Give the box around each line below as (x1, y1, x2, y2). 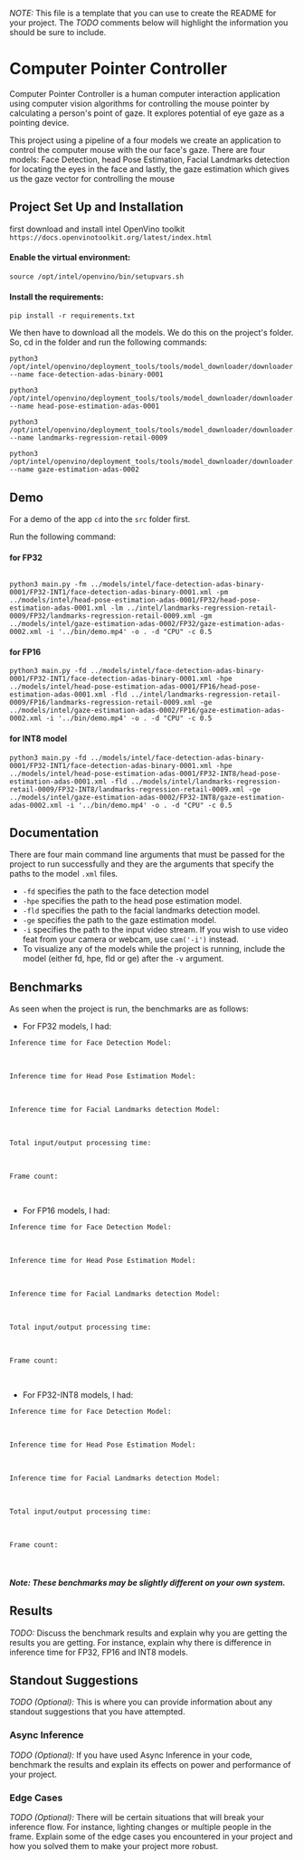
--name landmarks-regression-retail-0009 (9, 433, 168, 442)
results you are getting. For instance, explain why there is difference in (9, 1637, 271, 1647)
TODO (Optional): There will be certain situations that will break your (9, 1812, 265, 1823)
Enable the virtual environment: (9, 252, 131, 263)
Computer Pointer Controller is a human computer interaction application (9, 88, 280, 99)
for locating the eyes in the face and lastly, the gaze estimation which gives (9, 163, 290, 175)
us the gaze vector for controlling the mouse (9, 173, 175, 184)
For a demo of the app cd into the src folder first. (9, 513, 191, 524)
